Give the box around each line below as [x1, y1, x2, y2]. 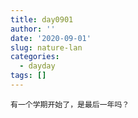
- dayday [19, 61, 56, 71]
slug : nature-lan [10, 42, 83, 53]
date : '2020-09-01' [10, 33, 92, 43]
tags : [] [10, 71, 47, 81]
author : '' [10, 24, 56, 34]
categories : [10, 52, 60, 62]
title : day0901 [10, 14, 74, 25]
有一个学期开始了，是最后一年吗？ [10, 99, 130, 110]
